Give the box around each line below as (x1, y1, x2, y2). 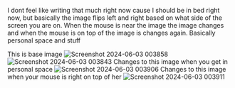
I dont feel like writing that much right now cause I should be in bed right (7, 6, 220, 14)
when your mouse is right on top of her (7, 72, 122, 81)
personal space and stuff (7, 36, 81, 45)
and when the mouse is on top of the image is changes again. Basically (7, 28, 216, 37)
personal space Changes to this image (7, 65, 226, 73)
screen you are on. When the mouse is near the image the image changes (7, 21, 224, 29)
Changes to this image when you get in (113, 57, 228, 66)
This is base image (7, 50, 63, 58)
